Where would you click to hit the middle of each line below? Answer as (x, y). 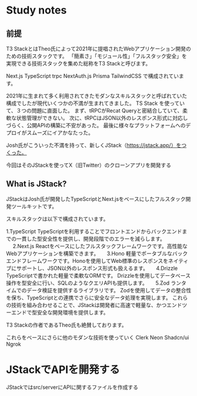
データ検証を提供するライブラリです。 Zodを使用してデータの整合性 (109, 290)
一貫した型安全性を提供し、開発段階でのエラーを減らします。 (91, 239)
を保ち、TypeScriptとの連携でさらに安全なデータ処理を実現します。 (89, 298)
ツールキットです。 (34, 206)
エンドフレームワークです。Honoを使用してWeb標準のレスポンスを (87, 260)
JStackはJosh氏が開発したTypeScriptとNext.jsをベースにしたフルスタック (96, 199)
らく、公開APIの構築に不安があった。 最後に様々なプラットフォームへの (98, 125)
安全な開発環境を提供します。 (73, 312)
